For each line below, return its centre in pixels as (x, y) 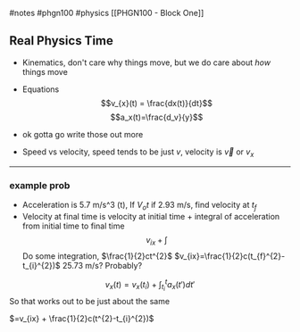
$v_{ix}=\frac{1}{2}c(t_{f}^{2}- (230, 256)
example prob (40, 185)
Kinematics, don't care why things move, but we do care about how (146, 62)
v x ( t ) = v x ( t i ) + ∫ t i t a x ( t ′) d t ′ (150, 285)
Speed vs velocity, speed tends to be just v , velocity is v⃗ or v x (138, 153)
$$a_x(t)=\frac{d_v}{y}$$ (157, 117)
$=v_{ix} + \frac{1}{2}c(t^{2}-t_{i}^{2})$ (82, 319)
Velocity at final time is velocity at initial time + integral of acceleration (151, 216)
